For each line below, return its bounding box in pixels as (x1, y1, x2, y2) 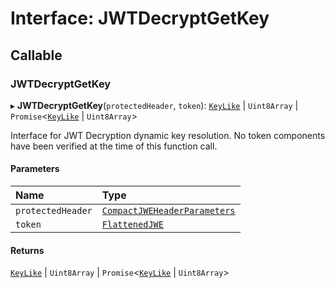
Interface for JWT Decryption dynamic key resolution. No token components (10, 129, 326, 141)
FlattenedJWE (101, 219, 164, 231)
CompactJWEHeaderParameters (101, 205, 236, 217)
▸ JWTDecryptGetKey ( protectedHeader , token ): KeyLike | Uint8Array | (10, 99, 299, 111)
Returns (10, 244, 45, 256)
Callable (10, 47, 63, 64)
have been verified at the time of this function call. (10, 140, 218, 152)
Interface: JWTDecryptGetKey (10, 7, 270, 30)
